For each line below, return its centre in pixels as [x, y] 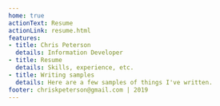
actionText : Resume [41, 23]
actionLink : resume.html [50, 30]
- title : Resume [35, 61]
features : [25, 38]
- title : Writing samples [51, 75]
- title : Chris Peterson [50, 45]
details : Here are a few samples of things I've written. [114, 82]
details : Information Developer [70, 53]
